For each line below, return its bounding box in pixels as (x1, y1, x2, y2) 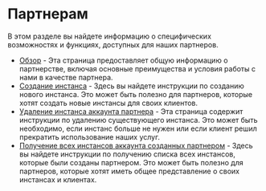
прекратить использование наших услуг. (18, 132, 160, 141)
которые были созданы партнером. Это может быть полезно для (18, 157, 243, 167)
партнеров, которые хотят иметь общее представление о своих (18, 166, 240, 176)
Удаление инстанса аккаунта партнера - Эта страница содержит (18, 106, 243, 116)
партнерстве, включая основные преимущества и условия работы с (18, 63, 256, 73)
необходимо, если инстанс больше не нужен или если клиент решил (18, 124, 258, 133)
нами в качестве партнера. (18, 72, 113, 82)
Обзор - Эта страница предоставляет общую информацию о (18, 55, 228, 65)
